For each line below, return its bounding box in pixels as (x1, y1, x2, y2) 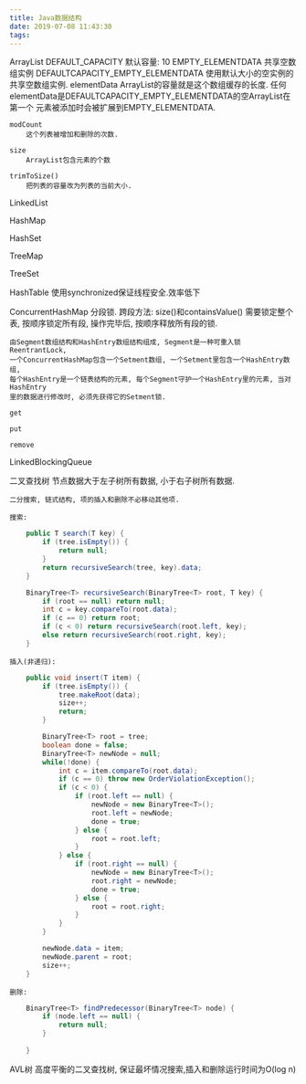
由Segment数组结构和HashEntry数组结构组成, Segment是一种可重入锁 (9, 338, 241, 347)
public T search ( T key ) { (26, 529, 125, 539)
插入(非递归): (9, 657, 57, 667)
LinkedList (9, 197, 48, 208)
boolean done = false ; (42, 741, 129, 750)
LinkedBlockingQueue (9, 457, 93, 468)
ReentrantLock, (9, 346, 68, 355)
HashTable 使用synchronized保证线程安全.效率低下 (9, 287, 201, 298)
